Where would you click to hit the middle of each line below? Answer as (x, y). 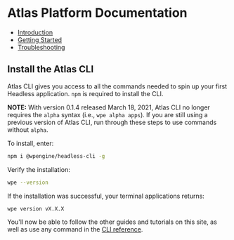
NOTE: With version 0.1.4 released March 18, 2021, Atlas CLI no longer (109, 107)
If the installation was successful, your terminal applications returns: (106, 196)
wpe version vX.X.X (36, 208)
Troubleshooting (41, 47)
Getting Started (39, 39)
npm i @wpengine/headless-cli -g (56, 156)
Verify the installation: (39, 169)
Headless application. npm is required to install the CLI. (85, 93)
